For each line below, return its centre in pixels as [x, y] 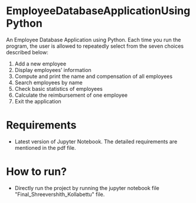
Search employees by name [48, 82]
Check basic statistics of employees [59, 89]
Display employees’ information [53, 70]
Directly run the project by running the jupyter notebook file [87, 188]
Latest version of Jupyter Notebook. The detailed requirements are [96, 141]
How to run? [36, 172]
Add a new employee [40, 64]
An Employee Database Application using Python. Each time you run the [94, 40]
